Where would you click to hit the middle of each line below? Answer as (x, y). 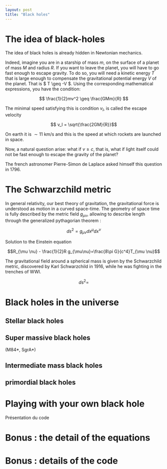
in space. (14, 140)
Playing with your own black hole (75, 404)
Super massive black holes (48, 338)
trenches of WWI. (23, 272)
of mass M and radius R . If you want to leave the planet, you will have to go (82, 68)
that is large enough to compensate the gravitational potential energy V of (81, 78)
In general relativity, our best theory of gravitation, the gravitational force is (82, 204)
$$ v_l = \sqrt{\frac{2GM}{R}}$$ (84, 125)
